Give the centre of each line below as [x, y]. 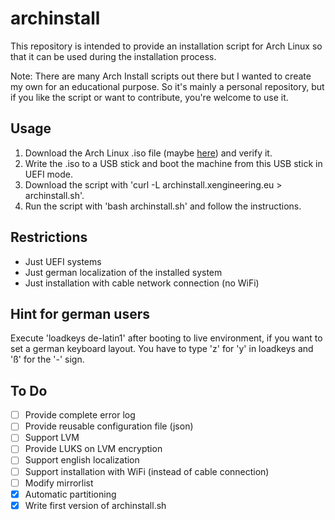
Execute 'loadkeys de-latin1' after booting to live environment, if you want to [166, 338]
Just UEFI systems [63, 261]
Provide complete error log [80, 415]
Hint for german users [80, 313]
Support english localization [82, 460]
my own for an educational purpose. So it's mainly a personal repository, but [167, 86]
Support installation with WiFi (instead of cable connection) [147, 471]
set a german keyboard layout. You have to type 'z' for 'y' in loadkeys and [162, 349]
